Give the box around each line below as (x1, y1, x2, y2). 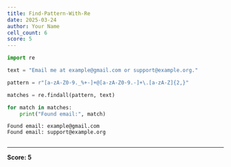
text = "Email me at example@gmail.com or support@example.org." (7, 67, 198, 74)
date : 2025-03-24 (7, 16, 57, 23)
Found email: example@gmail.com (7, 123, 100, 130)
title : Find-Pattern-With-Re (7, 10, 91, 17)
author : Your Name (7, 23, 60, 30)
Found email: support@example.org (7, 129, 107, 136)
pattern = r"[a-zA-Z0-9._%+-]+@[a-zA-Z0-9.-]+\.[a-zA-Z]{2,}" (7, 79, 189, 86)
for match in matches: (7, 104, 72, 111)
